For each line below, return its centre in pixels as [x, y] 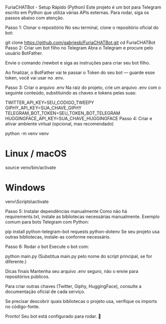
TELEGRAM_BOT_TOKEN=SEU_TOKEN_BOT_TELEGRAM [63, 113]
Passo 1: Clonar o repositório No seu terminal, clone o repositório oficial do [82, 27]
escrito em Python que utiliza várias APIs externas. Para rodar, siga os [77, 12]
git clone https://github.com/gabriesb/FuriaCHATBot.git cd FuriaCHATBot [80, 42]
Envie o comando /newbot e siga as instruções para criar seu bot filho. [78, 63]
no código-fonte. [22, 306]
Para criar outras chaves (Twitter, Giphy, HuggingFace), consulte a [74, 286]
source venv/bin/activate [31, 167]
